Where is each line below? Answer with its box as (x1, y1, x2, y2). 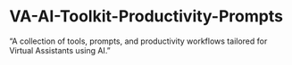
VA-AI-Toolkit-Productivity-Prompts (9, 6, 284, 27)
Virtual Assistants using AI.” (9, 45, 112, 55)
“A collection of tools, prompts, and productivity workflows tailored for (9, 36, 268, 46)
